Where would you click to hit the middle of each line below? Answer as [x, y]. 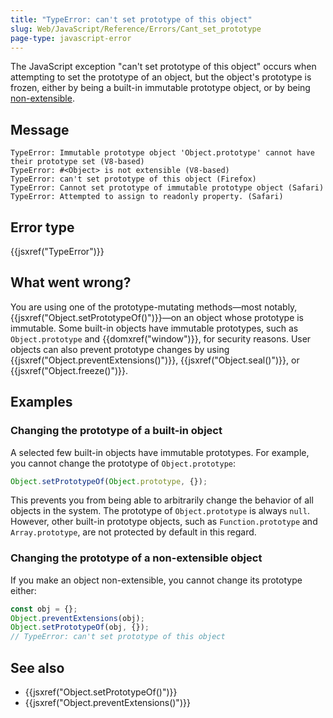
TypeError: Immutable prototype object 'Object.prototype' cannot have [162, 153]
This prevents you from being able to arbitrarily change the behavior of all [162, 500]
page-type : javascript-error [71, 38]
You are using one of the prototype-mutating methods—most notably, [154, 307]
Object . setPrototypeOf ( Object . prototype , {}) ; [109, 481]
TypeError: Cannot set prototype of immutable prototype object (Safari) [167, 188]
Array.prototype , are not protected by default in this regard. [133, 532]
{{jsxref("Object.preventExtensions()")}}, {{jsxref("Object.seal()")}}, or [155, 360]
